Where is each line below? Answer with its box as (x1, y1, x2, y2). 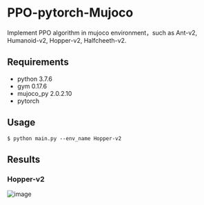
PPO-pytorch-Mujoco (7, 5, 134, 21)
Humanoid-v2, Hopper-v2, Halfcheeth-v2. (7, 36, 127, 44)
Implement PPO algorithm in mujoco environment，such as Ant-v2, (7, 28, 198, 37)
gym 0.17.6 (17, 81, 47, 90)
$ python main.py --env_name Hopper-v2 (7, 135, 122, 142)
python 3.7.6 (17, 75, 53, 83)
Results (7, 153, 41, 165)
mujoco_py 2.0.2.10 (17, 89, 72, 97)
